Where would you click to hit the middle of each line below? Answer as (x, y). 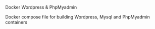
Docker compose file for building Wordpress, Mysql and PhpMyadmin (77, 17)
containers (16, 22)
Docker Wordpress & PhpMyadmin (41, 7)
